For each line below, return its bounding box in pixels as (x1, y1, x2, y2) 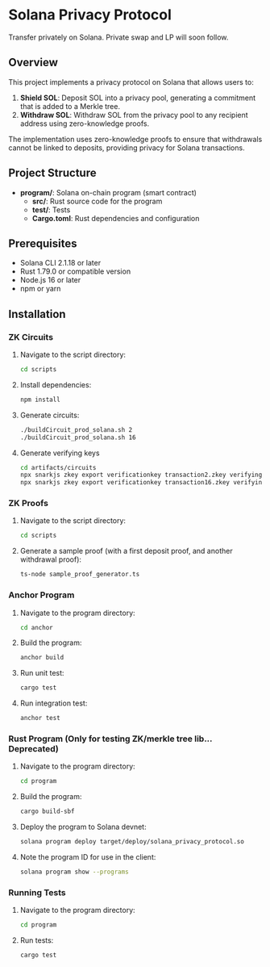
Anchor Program (8, 589, 75, 601)
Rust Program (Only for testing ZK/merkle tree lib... (8, 733, 213, 744)
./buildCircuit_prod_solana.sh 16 (19, 433, 136, 442)
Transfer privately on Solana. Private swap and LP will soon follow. (8, 32, 229, 42)
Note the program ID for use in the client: (19, 852, 156, 861)
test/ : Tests (31, 204, 71, 215)
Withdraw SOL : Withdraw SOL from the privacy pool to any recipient (19, 110, 248, 119)
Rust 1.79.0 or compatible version (19, 266, 131, 276)
